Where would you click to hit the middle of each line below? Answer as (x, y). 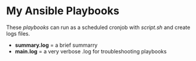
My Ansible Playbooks (63, 11)
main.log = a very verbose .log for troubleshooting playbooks (91, 51)
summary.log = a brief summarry (56, 45)
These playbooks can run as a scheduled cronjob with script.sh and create (98, 27)
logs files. (18, 33)
